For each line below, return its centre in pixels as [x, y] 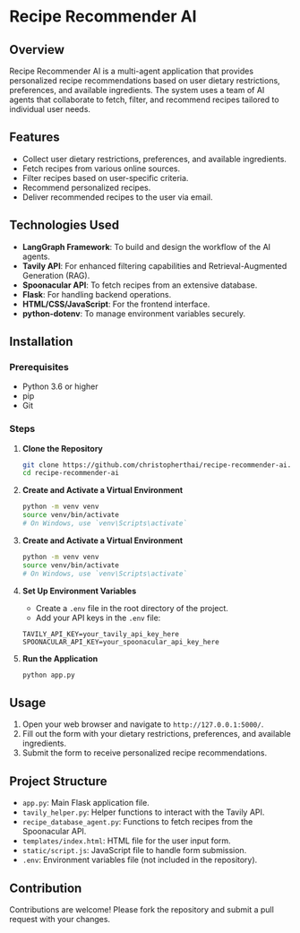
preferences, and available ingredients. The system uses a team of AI [137, 90]
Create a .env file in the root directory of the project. [132, 608]
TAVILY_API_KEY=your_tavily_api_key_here [100, 634]
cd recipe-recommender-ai [70, 473]
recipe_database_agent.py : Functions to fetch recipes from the [137, 822]
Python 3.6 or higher [60, 386]
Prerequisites [39, 367]
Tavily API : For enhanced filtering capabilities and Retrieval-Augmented [154, 265]
